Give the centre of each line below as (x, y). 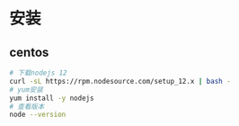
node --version (38, 115)
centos (29, 52)
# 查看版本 (27, 106)
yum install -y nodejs (52, 98)
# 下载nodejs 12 (38, 73)
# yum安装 (26, 90)
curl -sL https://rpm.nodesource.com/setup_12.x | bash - (120, 81)
